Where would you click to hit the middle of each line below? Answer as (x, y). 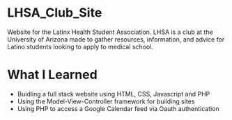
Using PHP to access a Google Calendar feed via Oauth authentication (118, 108)
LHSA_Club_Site (55, 13)
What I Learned (52, 75)
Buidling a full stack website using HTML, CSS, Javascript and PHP (114, 94)
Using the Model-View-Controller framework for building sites (106, 101)
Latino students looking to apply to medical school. (80, 46)
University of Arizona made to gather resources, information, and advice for (116, 39)
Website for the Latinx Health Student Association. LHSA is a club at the (110, 32)
